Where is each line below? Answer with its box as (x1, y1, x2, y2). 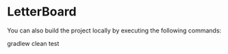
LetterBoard (7, 4, 77, 20)
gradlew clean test (7, 39, 60, 47)
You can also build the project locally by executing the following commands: (7, 26, 222, 34)
